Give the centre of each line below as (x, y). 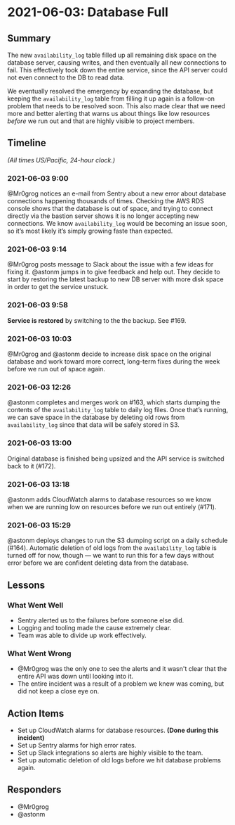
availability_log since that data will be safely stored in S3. (94, 425)
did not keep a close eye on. (58, 691)
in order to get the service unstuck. (58, 287)
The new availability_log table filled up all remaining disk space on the (112, 55)
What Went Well (35, 605)
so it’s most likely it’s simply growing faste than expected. (90, 231)
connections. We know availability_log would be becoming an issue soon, (117, 224)
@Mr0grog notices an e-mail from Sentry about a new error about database (117, 193)
